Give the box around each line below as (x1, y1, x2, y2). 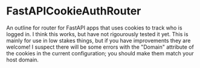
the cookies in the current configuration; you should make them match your (6, 49, 195, 57)
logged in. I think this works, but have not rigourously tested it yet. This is (6, 30, 189, 37)
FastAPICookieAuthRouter (6, 4, 141, 18)
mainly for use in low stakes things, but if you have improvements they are (6, 37, 191, 44)
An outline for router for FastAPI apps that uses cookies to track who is (6, 24, 182, 31)
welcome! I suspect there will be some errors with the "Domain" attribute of (6, 43, 195, 51)
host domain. (6, 56, 39, 63)
